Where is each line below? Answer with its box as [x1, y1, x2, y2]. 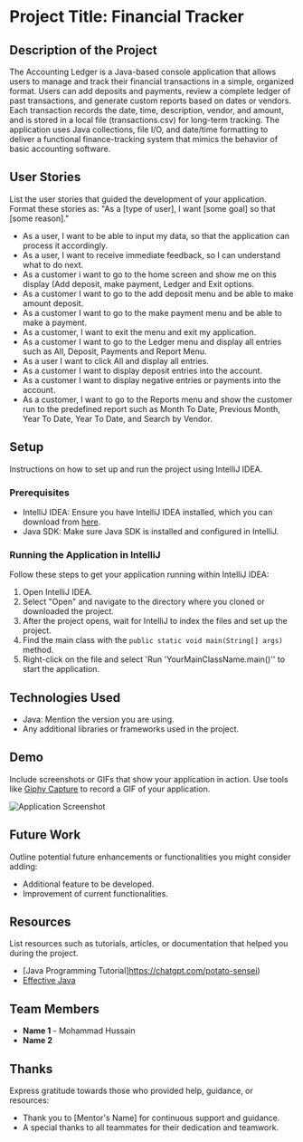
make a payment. [22, 317, 88, 328]
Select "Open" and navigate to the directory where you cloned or [22, 596, 265, 608]
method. [22, 645, 54, 656]
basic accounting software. [9, 143, 111, 154]
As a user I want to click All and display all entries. [22, 355, 210, 366]
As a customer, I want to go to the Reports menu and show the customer [22, 394, 293, 405]
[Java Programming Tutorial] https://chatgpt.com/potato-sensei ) [22, 965, 260, 976]
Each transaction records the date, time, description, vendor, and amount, [9, 105, 284, 115]
